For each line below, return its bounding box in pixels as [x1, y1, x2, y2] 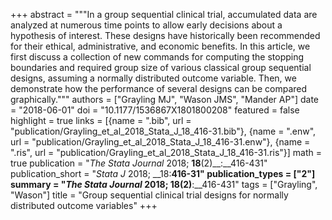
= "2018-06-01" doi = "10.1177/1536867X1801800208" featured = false [10, 104, 300, 116]
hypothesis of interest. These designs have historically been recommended [10, 30, 321, 41]
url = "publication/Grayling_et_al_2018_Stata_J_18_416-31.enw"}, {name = [10, 136, 311, 148]
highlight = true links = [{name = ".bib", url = [10, 115, 192, 126]
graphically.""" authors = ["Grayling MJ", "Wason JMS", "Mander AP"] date [10, 94, 320, 105]
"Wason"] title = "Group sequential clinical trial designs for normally [10, 189, 289, 201]
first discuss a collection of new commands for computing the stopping [10, 51, 305, 63]
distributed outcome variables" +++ [10, 200, 158, 211]
